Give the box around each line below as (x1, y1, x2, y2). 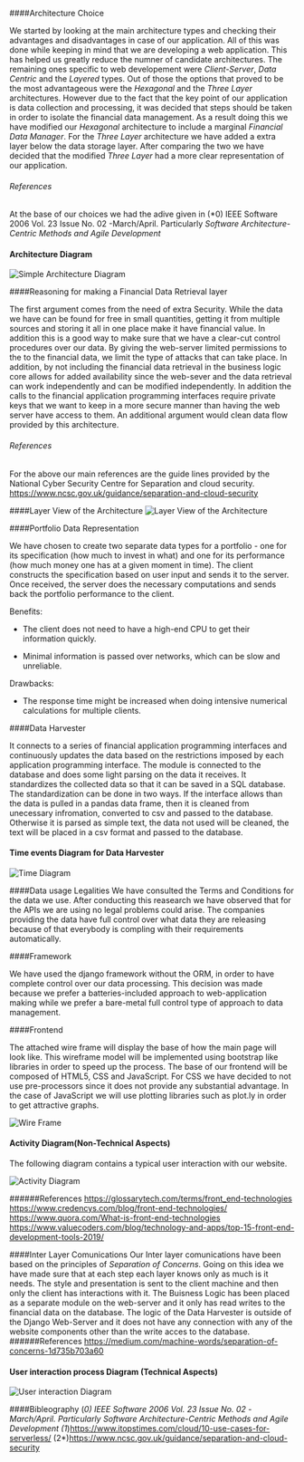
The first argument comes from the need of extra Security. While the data (9, 303, 283, 315)
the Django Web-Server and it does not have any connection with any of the (9, 1317, 293, 1328)
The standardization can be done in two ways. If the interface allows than (9, 788, 283, 799)
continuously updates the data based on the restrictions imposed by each (9, 749, 284, 760)
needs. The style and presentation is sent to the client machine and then (9, 1278, 279, 1289)
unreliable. (22, 660, 62, 671)
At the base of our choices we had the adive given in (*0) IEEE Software (9, 208, 279, 220)
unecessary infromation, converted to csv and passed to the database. (9, 807, 274, 818)
